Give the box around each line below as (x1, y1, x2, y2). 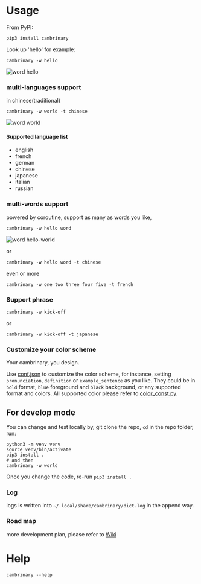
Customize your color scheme (6, 345, 97, 354)
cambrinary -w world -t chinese (6, 109, 88, 115)
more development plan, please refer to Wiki (6, 530, 116, 538)
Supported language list (6, 133, 68, 140)
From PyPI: (6, 24, 34, 31)
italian (14, 179, 30, 186)
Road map (6, 517, 37, 525)
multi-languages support (6, 83, 81, 91)
